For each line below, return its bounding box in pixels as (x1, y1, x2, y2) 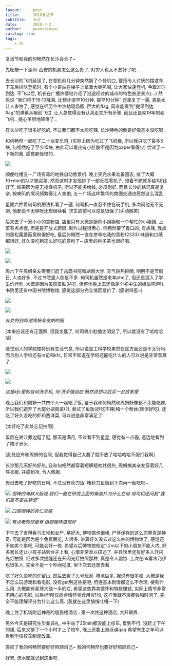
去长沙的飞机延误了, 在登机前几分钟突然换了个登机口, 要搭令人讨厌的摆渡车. (5, 77, 165, 84)
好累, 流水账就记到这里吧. (5, 655, 59, 661)
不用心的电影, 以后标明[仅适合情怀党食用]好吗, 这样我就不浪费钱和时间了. (5, 592, 159, 598)
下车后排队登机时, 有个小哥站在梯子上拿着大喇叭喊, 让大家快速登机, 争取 (5, 84, 157, 90)
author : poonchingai (5, 27, 59, 32)
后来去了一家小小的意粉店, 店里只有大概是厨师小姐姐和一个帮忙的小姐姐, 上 (5, 219, 163, 225)
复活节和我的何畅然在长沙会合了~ (5, 55, 76, 62)
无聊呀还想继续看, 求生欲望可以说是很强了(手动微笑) (30, 207, 140, 213)
